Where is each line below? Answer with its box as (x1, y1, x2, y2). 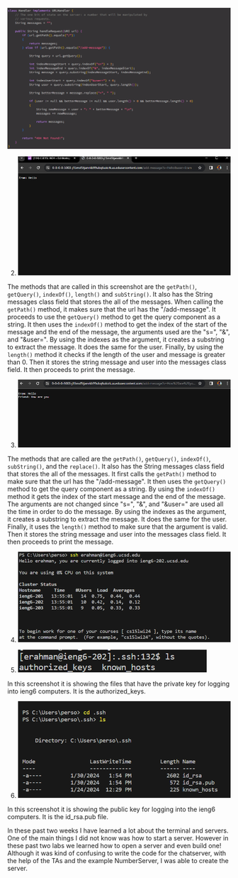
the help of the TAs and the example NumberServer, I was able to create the (7, 856, 229, 865)
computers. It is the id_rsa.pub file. (7, 812, 108, 821)
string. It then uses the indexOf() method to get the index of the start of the (7, 320, 227, 329)
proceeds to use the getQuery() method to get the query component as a (7, 312, 221, 321)
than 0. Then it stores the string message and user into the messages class (7, 358, 227, 366)
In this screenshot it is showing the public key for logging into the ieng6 (7, 805, 216, 813)
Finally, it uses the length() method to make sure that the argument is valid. (7, 522, 228, 531)
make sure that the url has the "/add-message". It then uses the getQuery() (7, 477, 227, 485)
